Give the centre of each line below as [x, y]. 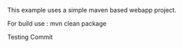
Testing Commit [30, 37]
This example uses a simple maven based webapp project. [92, 10]
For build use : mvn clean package [57, 23]
